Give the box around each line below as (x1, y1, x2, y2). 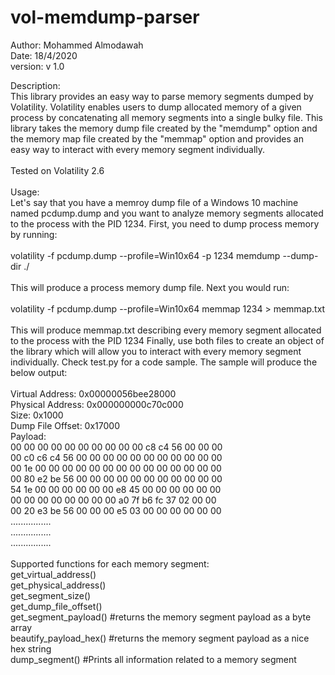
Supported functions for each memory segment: (10, 557, 210, 570)
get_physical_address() (10, 579, 107, 591)
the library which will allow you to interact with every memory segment (10, 345, 302, 357)
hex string (10, 642, 52, 655)
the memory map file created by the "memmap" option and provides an (10, 132, 304, 145)
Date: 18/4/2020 (10, 49, 78, 61)
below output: (10, 366, 68, 378)
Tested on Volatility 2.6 (10, 164, 105, 176)
